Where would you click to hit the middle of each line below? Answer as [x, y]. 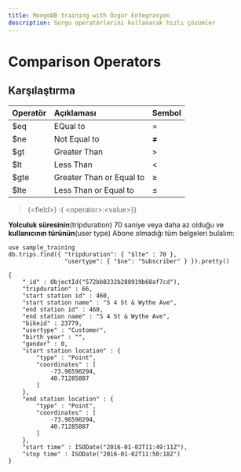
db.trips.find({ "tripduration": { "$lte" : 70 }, [93, 254]
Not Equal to [77, 138]
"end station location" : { [68, 399]
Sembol [167, 112]
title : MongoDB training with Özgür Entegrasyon [89, 15]
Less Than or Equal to [94, 190]
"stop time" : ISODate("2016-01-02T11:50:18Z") [101, 454]
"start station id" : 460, [66, 296]
